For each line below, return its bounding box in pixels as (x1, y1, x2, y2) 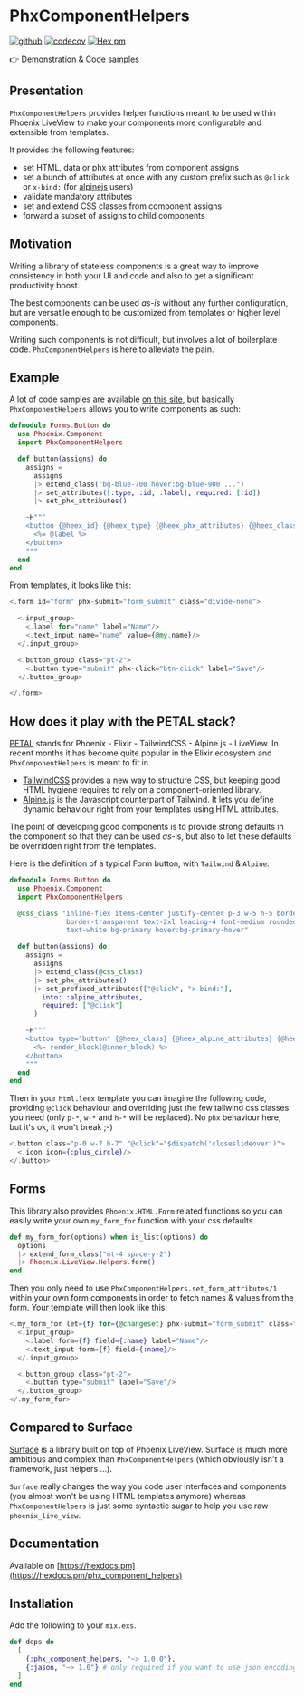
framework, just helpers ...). (9, 1463, 113, 1474)
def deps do (9, 1638, 54, 1647)
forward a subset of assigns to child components (22, 210, 205, 220)
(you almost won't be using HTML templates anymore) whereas (9, 1490, 246, 1501)
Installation (9, 1596, 74, 1612)
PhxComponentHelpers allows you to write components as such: (9, 404, 242, 414)
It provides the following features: (9, 144, 135, 155)
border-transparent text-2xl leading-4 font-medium (66, 917, 265, 926)
